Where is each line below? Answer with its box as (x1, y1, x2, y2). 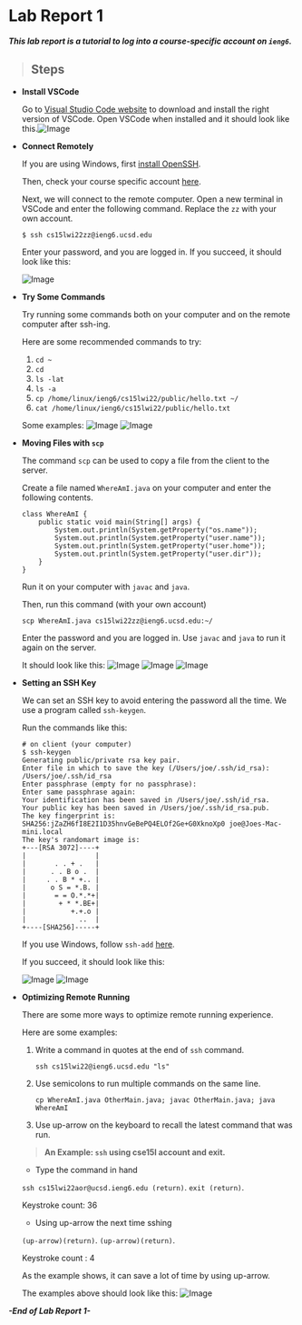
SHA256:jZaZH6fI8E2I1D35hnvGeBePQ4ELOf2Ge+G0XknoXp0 (21, 819, 226, 828)
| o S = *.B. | (21, 883, 100, 892)
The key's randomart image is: (21, 835, 141, 844)
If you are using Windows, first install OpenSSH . (21, 158, 201, 169)
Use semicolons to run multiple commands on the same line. (34, 1078, 261, 1089)
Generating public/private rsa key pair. (21, 756, 180, 765)
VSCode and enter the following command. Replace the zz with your (21, 203, 278, 214)
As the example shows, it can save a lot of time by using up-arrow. (21, 1270, 271, 1280)
